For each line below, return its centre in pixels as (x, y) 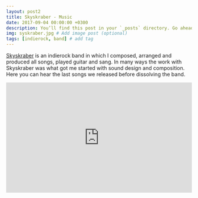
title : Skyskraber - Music (39, 17)
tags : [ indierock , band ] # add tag (50, 39)
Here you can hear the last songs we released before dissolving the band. (96, 74)
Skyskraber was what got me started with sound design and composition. (95, 68)
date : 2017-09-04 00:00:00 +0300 (47, 22)
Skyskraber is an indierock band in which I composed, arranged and (89, 56)
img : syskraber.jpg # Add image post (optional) (67, 33)
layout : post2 (24, 11)
